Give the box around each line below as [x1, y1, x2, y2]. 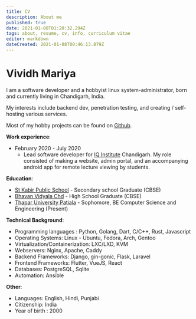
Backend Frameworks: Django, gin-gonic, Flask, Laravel [14, 253, 151, 260]
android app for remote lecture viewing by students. [23, 163, 150, 170]
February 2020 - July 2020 [14, 144, 81, 152]
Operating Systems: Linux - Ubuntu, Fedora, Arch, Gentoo [14, 234, 156, 241]
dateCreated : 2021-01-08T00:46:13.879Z [6, 42, 104, 48]
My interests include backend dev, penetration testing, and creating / [6, 104, 174, 111]
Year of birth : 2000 [14, 307, 63, 314]
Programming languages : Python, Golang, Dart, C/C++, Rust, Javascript [14, 228, 191, 235]
